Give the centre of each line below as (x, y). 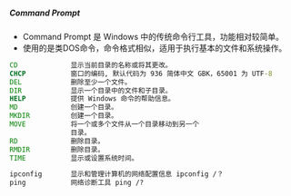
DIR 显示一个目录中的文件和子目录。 (91, 91)
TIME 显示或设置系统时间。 (74, 158)
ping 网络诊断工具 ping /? (76, 183)
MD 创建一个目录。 (64, 108)
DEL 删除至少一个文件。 (70, 82)
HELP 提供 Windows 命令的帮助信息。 (92, 99)
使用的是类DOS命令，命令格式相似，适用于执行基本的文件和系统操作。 (155, 48)
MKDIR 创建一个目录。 (64, 116)
